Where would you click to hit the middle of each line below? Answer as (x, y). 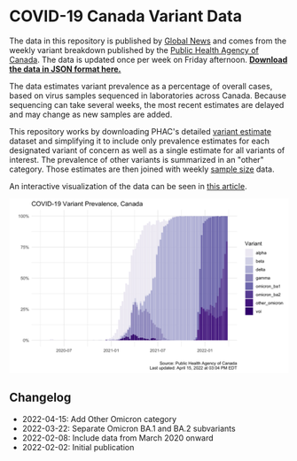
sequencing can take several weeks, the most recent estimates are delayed (147, 104)
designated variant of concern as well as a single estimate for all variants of (147, 150)
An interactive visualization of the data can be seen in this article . (128, 186)
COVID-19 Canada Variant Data (125, 16)
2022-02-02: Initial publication (78, 447)
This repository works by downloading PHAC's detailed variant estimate (141, 131)
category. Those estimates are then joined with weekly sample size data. (142, 169)
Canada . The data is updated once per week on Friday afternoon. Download (148, 59)
